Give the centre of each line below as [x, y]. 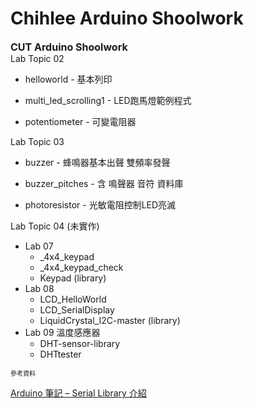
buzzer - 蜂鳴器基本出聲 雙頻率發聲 [97, 162]
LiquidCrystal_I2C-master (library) [110, 320]
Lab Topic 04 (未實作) [55, 226]
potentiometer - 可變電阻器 [80, 121]
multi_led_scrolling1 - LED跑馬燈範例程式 [108, 100]
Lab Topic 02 [37, 58]
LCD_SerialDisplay [77, 309]
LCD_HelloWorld [73, 299]
